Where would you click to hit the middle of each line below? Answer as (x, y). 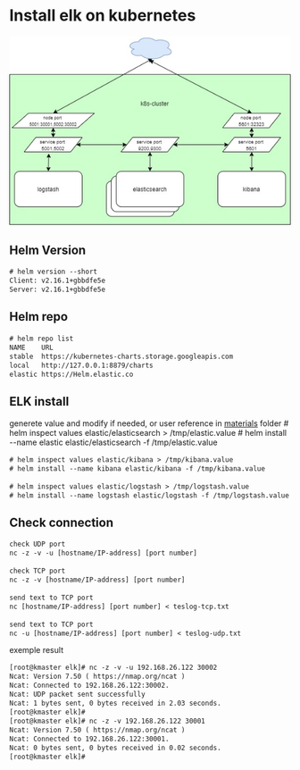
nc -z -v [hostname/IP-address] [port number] (97, 580)
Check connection (62, 522)
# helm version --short (54, 272)
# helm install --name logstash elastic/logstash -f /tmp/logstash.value (150, 495)
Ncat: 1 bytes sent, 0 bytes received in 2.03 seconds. (115, 703)
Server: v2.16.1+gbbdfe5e (57, 289)
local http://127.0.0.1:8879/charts (81, 365)
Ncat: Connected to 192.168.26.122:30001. (89, 739)
